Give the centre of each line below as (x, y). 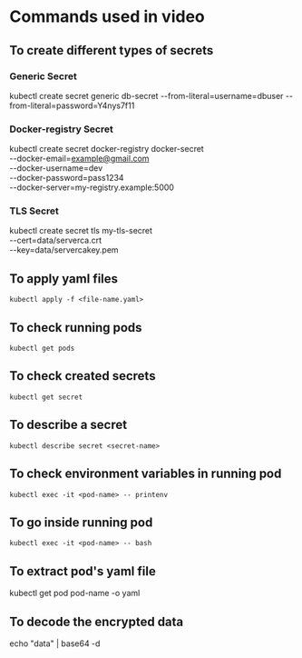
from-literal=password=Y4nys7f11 (72, 105)
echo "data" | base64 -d (55, 643)
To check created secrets (83, 376)
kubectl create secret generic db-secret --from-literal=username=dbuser (146, 95)
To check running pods (76, 328)
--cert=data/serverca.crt (56, 240)
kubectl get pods (42, 349)
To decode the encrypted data (97, 621)
